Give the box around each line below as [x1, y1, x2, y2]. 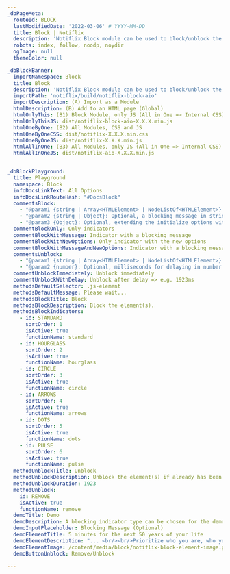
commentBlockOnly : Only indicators [13, 225, 115, 232]
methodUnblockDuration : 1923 [13, 480, 97, 487]
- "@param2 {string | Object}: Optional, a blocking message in [19, 213, 207, 220]
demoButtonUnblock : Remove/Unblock [13, 550, 115, 557]
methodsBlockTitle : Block [13, 295, 88, 302]
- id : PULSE [19, 442, 53, 449]
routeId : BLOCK [13, 16, 57, 23]
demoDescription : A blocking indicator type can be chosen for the [13, 519, 210, 525]
